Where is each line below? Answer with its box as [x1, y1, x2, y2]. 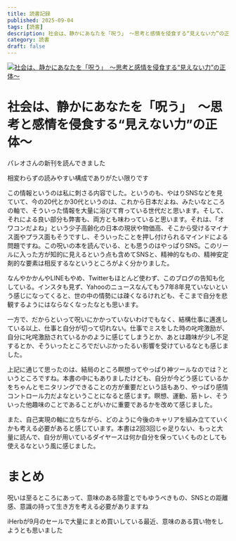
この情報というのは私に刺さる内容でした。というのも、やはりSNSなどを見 [7, 188, 223, 197]
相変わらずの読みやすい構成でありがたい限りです [7, 174, 149, 182]
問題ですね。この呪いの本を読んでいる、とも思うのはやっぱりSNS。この [7, 241, 216, 249]
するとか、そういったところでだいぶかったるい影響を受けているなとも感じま [7, 341, 229, 350]
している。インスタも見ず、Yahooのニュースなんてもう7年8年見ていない [7, 282, 216, 291]
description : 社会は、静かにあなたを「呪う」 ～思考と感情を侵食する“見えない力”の [7, 30, 225, 37]
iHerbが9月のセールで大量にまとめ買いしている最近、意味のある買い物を [7, 517, 218, 526]
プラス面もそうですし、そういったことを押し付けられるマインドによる [25, 233, 228, 241]
